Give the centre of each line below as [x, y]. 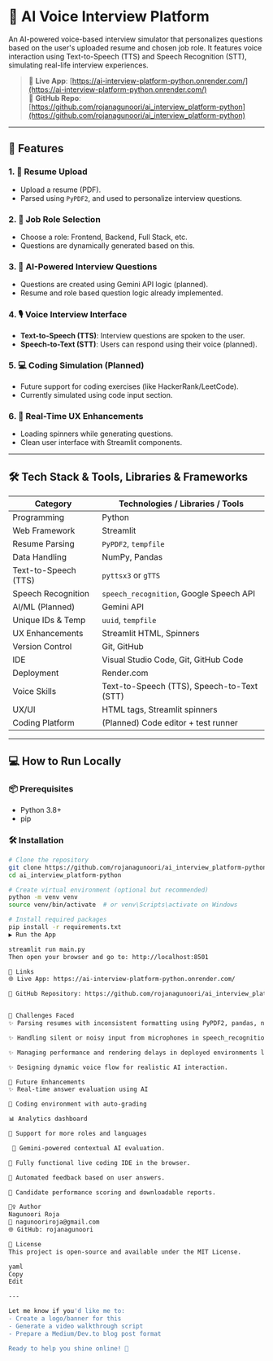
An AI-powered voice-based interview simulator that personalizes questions [136, 39]
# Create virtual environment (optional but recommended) [108, 890]
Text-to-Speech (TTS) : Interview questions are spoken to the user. [132, 335]
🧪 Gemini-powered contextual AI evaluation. [88, 1148]
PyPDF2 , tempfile [133, 543]
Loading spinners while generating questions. [96, 434]
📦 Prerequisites [41, 789]
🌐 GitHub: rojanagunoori [51, 1230]
